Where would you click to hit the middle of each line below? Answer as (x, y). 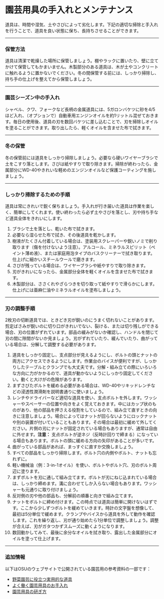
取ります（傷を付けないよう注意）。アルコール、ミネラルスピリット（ (82, 247)
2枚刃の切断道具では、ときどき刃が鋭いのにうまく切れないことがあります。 (81, 320)
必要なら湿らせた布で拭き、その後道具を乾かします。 (65, 235)
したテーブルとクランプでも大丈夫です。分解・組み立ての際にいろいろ (87, 367)
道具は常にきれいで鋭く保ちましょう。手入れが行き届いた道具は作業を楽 (78, 206)
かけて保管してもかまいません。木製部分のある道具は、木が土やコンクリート (82, 67)
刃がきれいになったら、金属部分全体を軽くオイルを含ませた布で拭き (81, 272)
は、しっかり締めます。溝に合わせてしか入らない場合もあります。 (78, 483)
